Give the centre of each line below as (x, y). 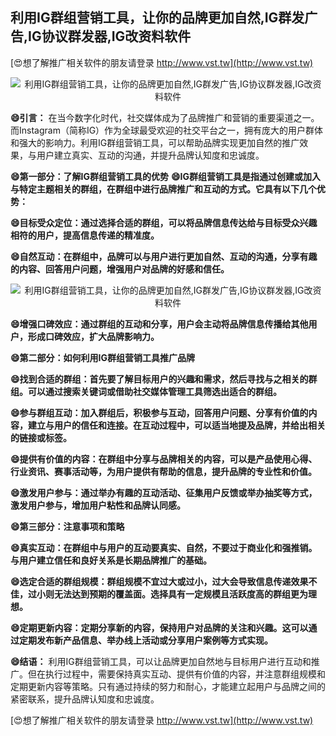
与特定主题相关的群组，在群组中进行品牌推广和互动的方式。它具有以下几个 (163, 189)
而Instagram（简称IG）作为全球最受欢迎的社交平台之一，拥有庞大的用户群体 (167, 130)
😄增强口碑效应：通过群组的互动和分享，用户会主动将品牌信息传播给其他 (159, 324)
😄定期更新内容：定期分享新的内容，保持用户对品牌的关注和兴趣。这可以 (159, 627)
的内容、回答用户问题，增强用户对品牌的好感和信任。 (120, 269)
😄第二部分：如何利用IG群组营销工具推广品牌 (103, 357)
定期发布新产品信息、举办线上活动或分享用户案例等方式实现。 (145, 640)
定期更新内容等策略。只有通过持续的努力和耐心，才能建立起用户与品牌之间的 (168, 686)
